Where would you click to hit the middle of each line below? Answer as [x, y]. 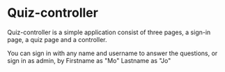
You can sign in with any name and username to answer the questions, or [113, 53]
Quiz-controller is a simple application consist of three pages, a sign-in [109, 32]
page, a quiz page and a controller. [57, 39]
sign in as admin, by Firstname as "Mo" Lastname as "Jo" [89, 60]
